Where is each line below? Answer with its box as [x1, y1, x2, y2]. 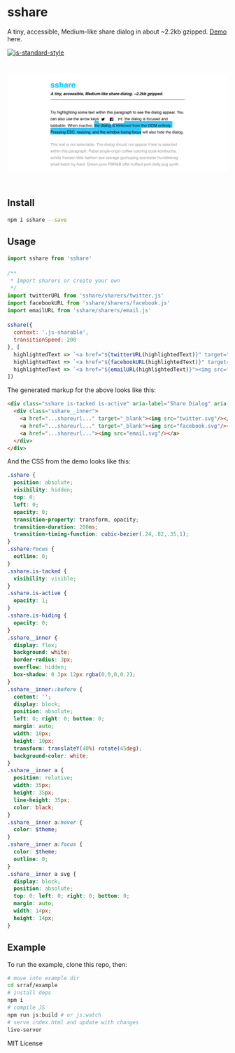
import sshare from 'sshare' [7, 255, 92, 263]
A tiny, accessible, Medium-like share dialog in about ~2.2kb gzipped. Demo [7, 27, 227, 36]
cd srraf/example [7, 982, 58, 989]
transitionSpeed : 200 [13, 337, 77, 344]
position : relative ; [13, 774, 73, 781]
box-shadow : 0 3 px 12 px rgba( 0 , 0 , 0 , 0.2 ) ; [13, 671, 136, 678]
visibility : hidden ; [13, 487, 73, 494]
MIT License [7, 1039, 43, 1047]
